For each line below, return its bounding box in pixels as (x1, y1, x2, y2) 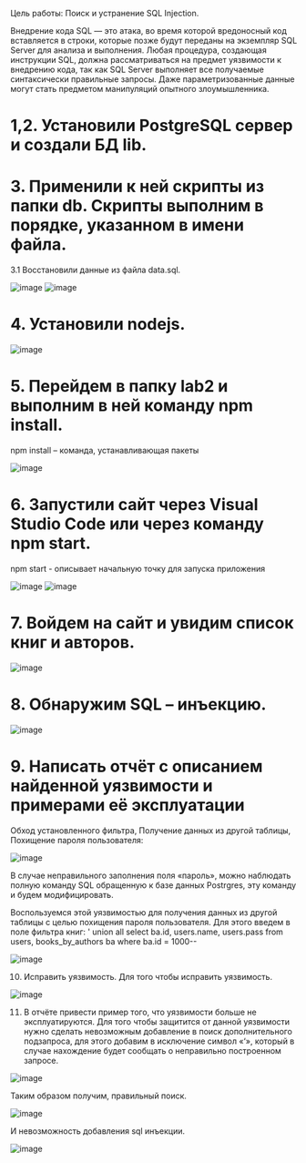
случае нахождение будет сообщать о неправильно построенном (23, 1045, 281, 1056)
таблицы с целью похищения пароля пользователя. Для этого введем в (10, 916, 291, 927)
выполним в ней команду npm (10, 395, 254, 416)
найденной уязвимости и (10, 776, 213, 796)
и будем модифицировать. (10, 889, 114, 900)
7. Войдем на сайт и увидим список (10, 613, 294, 634)
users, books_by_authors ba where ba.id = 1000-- (10, 935, 198, 946)
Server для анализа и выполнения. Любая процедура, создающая (10, 45, 267, 56)
